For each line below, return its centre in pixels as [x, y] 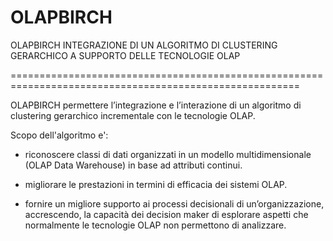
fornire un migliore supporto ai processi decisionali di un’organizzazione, [174, 203]
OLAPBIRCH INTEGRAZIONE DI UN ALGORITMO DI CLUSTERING [144, 45]
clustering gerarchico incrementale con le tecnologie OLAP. [133, 115]
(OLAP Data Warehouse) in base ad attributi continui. [133, 165]
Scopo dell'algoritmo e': [59, 135]
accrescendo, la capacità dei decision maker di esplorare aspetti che [166, 214]
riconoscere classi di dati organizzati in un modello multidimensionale [168, 154]
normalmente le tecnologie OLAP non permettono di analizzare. [155, 225]
